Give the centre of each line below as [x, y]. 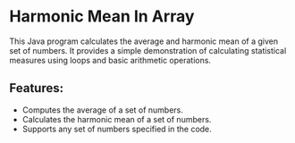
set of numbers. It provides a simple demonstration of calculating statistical [148, 50]
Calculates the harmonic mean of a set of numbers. [117, 119]
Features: [37, 88]
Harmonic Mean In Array [102, 17]
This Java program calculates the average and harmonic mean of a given [144, 41]
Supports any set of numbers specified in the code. [117, 129]
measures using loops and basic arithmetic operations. [110, 60]
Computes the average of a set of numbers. [102, 110]
